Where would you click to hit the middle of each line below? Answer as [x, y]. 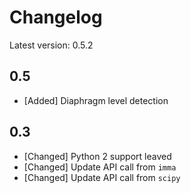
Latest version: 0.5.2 [51, 45]
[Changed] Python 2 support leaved [97, 156]
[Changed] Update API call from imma [100, 167]
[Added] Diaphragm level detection [96, 100]
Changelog [56, 17]
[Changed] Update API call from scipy [102, 177]
